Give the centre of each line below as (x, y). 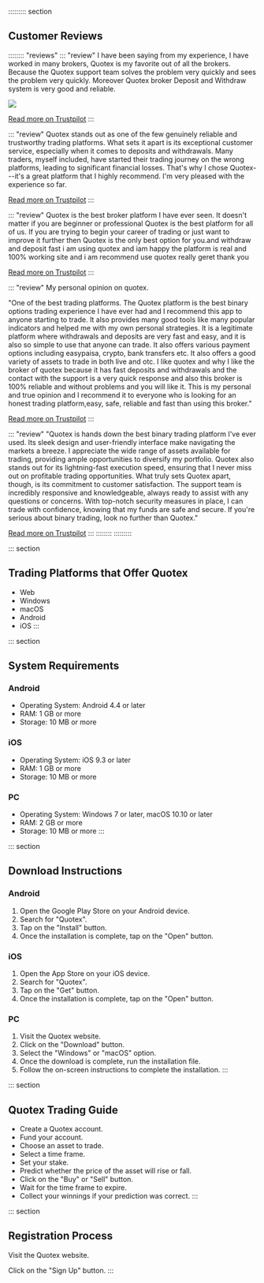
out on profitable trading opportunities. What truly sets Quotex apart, (119, 476)
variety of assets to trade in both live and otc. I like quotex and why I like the (131, 361)
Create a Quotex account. (61, 1129)
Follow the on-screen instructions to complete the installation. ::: (124, 1070)
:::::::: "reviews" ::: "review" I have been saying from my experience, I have (128, 55)
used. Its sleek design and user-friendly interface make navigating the (122, 442)
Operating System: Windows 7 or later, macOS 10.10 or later (116, 814)
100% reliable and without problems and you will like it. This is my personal (130, 387)
